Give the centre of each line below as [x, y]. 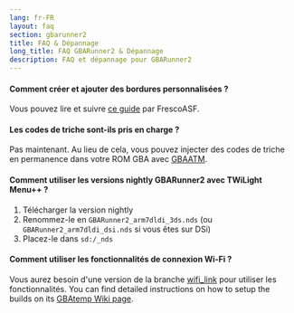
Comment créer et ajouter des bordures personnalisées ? [119, 89]
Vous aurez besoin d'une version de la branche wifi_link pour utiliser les [143, 279]
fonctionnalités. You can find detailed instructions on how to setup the [140, 289]
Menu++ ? [29, 190]
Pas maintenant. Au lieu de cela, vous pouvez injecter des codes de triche [147, 149]
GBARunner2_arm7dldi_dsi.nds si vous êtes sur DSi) [116, 229]
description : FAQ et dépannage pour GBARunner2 [101, 60]
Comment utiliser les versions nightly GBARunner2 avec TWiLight [136, 180]
